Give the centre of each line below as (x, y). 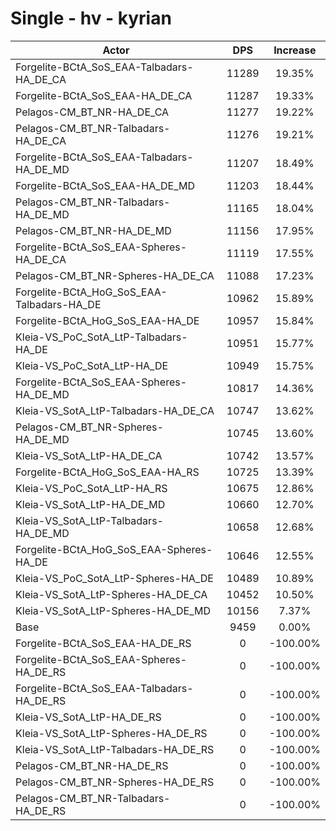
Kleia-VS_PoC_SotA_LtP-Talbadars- (101, 337)
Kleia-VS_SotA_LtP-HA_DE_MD (90, 504)
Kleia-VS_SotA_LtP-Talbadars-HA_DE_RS (115, 749)
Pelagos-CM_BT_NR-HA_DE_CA (92, 112)
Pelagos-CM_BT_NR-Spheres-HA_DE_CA (115, 275)
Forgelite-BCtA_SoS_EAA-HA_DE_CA (104, 95)
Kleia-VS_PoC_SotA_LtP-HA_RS (91, 488)
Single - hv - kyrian (91, 18)
